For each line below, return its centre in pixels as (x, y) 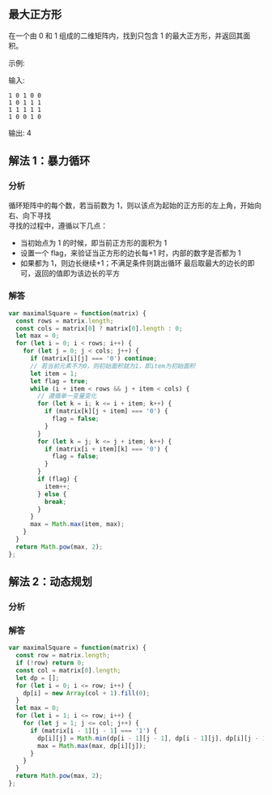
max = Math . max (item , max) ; (77, 524)
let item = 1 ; (54, 374)
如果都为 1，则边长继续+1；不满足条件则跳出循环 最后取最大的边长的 (134, 263)
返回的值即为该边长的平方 (77, 273)
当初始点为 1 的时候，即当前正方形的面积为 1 (93, 242)
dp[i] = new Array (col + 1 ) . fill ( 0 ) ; (87, 693)
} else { (52, 494)
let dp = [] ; (38, 678)
